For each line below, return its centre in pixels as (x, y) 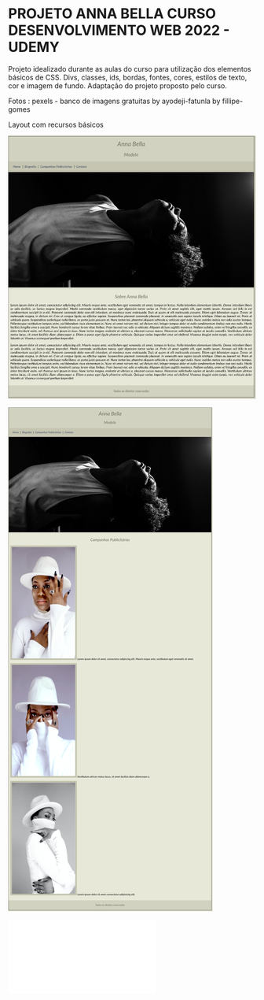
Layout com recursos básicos (56, 124)
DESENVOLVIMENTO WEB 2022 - (119, 30)
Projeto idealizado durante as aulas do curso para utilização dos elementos (130, 69)
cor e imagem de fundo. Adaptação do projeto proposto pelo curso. (118, 85)
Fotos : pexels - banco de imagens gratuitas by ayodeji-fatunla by (114, 101)
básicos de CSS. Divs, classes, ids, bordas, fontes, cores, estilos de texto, (128, 77)
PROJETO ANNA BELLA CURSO (112, 14)
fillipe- (233, 101)
